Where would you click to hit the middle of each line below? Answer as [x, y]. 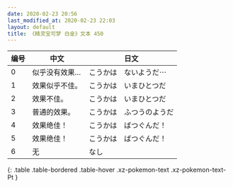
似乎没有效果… [57, 73]
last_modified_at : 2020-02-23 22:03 [61, 20]
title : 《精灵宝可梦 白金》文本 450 [56, 34]
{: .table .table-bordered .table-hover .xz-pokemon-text [89, 170]
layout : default [31, 27]
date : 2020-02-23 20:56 [42, 14]
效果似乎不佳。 [57, 86]
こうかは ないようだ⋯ [128, 73]
